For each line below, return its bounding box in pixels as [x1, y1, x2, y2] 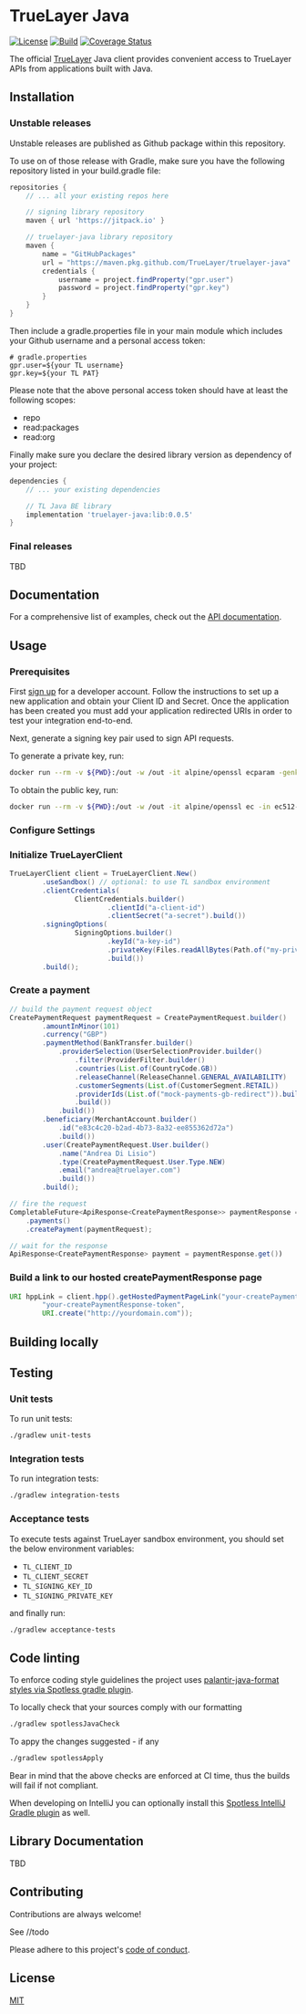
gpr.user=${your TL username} [9, 360, 125, 370]
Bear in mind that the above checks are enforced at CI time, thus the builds [9, 1770, 291, 1781]
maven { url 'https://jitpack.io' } [25, 216, 166, 225]
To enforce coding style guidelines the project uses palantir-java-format [9, 1675, 280, 1685]
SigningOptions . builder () [74, 928, 173, 938]
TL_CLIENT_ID [22, 1562, 73, 1571]
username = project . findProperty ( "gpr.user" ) [57, 275, 234, 284]
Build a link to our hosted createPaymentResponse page [9, 1271, 262, 1284]
